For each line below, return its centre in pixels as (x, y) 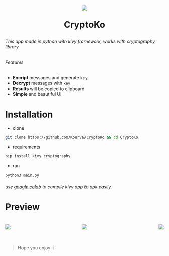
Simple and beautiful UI (37, 94)
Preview (23, 207)
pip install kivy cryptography (38, 156)
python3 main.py (22, 175)
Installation (29, 114)
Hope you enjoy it (36, 248)
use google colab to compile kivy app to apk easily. (59, 187)
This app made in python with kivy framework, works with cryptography (80, 41)
